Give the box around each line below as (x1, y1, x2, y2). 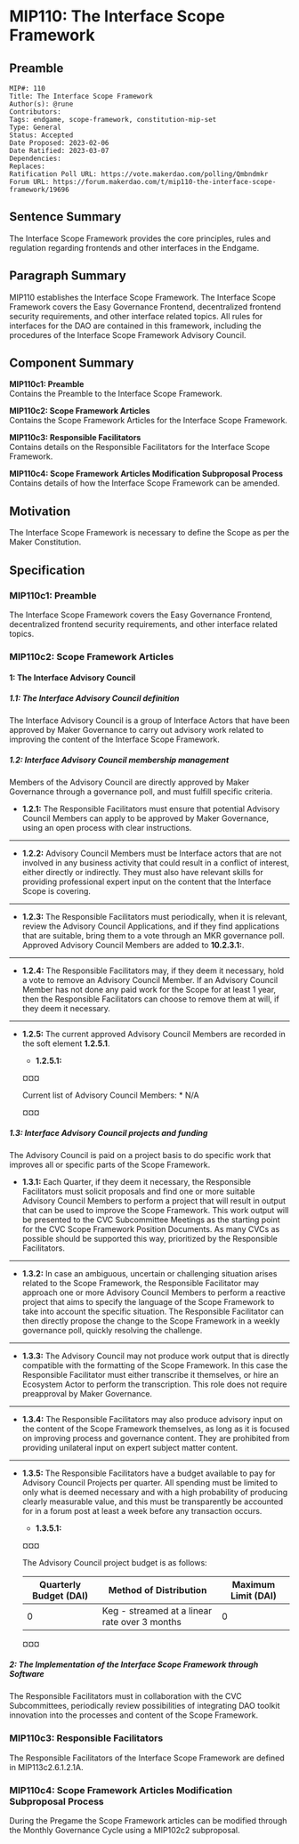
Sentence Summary (9, 209, 122, 224)
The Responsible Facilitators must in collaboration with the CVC (9, 1691, 242, 1702)
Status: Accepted (9, 131, 74, 140)
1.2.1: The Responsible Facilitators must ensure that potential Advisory (21, 803, 280, 815)
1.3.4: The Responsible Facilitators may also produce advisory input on (21, 1414, 283, 1425)
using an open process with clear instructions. (21, 823, 192, 833)
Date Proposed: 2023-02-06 (9, 139, 109, 148)
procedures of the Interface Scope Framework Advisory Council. (9, 329, 246, 340)
